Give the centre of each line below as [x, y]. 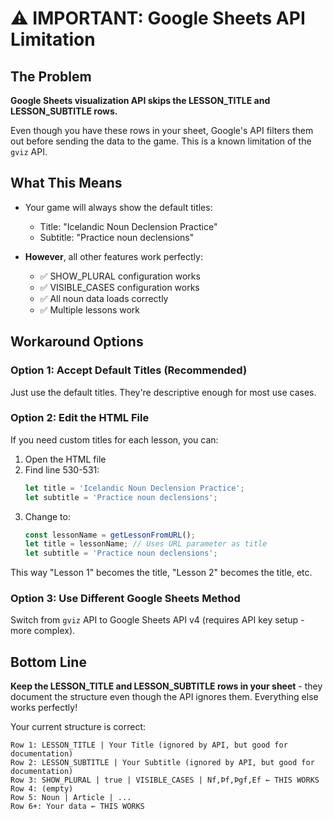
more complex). [43, 631]
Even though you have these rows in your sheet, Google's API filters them [162, 130]
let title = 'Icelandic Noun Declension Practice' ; [134, 488]
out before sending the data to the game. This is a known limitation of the [161, 141]
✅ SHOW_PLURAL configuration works [120, 276]
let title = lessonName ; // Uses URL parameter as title [146, 544]
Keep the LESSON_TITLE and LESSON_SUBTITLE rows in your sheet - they [166, 686]
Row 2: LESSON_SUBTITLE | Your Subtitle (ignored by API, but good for [162, 763]
